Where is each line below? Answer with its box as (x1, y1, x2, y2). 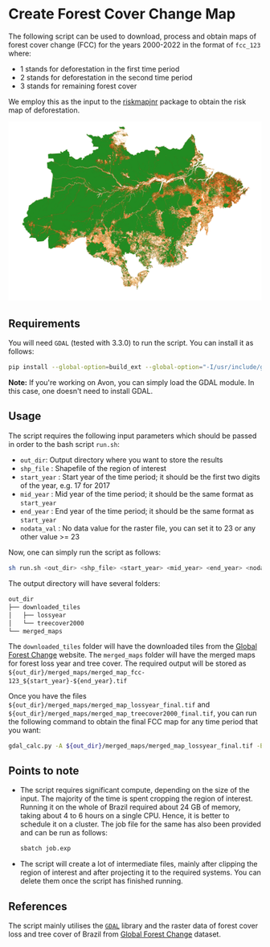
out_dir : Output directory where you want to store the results (19, 455, 223, 465)
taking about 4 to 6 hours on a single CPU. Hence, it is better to (19, 811, 230, 821)
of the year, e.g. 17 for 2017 (19, 480, 111, 490)
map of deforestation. (8, 105, 80, 115)
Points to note (8, 764, 80, 777)
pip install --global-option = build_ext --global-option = (8, 363, 203, 371)
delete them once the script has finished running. (19, 876, 183, 886)
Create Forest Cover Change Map (8, 5, 235, 23)
